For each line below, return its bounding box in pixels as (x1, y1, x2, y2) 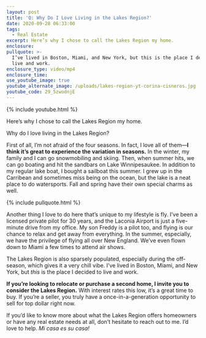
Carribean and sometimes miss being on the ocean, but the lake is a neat (6, 174, 191, 181)
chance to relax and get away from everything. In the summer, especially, (6, 230, 192, 237)
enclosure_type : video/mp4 (6, 66, 75, 72)
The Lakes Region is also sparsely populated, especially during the (6, 255, 175, 263)
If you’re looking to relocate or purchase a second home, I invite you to (6, 280, 189, 287)
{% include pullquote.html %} (6, 199, 81, 206)
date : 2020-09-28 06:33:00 (6, 20, 75, 26)
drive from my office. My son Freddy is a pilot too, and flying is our (25, 223, 193, 231)
